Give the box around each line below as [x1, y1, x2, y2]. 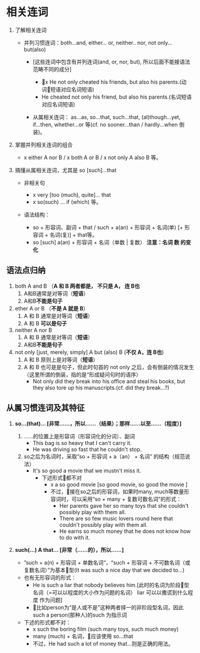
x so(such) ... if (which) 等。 [32, 198, 101, 205]
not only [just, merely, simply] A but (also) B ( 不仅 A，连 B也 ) [14, 348, 164, 356]
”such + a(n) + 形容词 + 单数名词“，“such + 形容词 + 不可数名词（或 [23, 559, 190, 566]
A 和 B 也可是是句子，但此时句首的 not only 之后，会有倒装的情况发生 [23, 363, 195, 371]
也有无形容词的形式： [23, 573, 76, 581]
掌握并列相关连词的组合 [14, 141, 73, 148]
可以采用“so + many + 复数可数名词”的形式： [71, 495, 182, 502]
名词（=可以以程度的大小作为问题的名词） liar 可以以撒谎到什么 [32, 588, 188, 596]
